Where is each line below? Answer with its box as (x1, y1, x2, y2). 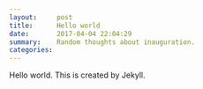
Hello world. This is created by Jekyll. (9, 70, 146, 80)
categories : (9, 46, 53, 55)
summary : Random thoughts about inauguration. (9, 37, 196, 47)
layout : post (9, 12, 73, 22)
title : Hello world (9, 21, 101, 30)
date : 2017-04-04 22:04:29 (9, 29, 132, 38)
